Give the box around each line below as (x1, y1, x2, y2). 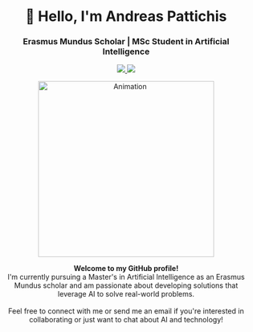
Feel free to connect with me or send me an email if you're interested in (8, 306, 244, 316)
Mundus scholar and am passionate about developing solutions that (14, 281, 239, 290)
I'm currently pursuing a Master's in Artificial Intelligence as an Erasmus (6, 273, 246, 282)
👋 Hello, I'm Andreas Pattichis (25, 7, 227, 26)
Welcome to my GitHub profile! (73, 264, 179, 273)
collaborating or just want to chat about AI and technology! (28, 315, 224, 325)
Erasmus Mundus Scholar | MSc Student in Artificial (22, 36, 230, 47)
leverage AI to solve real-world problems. (58, 289, 194, 299)
